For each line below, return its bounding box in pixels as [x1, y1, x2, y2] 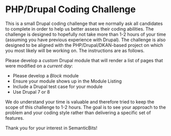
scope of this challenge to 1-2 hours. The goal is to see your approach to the [5, 104, 166, 110]
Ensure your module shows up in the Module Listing [12, 78, 122, 84]
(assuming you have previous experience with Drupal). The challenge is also [5, 37, 166, 43]
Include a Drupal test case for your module [12, 83, 103, 90]
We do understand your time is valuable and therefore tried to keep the [5, 98, 155, 105]
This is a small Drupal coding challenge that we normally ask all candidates [5, 20, 163, 26]
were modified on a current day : [5, 63, 73, 69]
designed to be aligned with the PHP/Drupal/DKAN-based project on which [5, 42, 163, 48]
